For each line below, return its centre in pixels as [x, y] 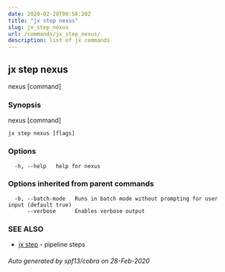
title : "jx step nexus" [43, 21]
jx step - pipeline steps [52, 245]
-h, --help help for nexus [57, 166]
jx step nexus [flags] [42, 134]
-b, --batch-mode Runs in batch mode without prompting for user [116, 199]
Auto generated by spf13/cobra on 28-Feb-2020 [79, 261]
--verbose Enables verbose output [86, 211]
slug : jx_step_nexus [39, 27]
